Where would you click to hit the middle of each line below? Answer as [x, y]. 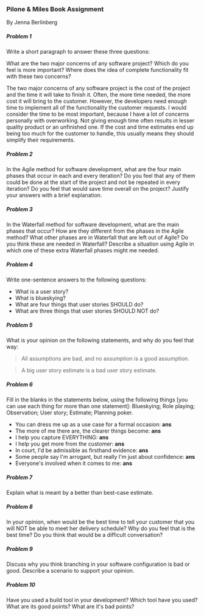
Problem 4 [20, 264]
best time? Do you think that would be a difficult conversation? [85, 535]
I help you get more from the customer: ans [70, 444]
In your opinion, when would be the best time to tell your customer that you [100, 522]
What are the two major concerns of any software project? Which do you [97, 63]
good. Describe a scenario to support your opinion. [70, 571]
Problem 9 [20, 549]
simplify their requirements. [41, 140]
